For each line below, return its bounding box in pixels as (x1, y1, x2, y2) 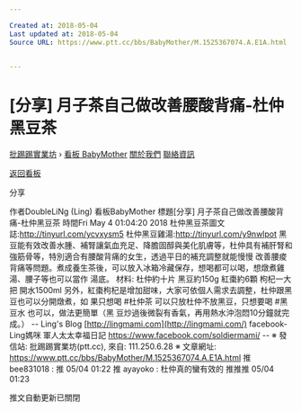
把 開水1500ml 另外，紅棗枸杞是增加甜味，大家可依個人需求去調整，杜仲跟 (9, 285, 285, 296)
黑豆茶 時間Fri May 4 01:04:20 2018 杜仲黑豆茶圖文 (36, 218, 226, 228)
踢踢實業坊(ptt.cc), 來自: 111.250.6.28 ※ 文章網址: (37, 341, 217, 352)
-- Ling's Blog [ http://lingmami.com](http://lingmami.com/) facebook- (31, 318, 288, 329)
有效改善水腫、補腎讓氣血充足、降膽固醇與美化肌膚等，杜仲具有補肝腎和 (24, 240, 293, 251)
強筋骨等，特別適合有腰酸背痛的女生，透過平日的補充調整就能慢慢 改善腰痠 (9, 251, 288, 262)
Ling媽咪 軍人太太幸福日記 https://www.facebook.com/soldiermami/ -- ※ (9, 330, 278, 341)
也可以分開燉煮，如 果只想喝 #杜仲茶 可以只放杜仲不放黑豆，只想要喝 (16, 296, 273, 307)
